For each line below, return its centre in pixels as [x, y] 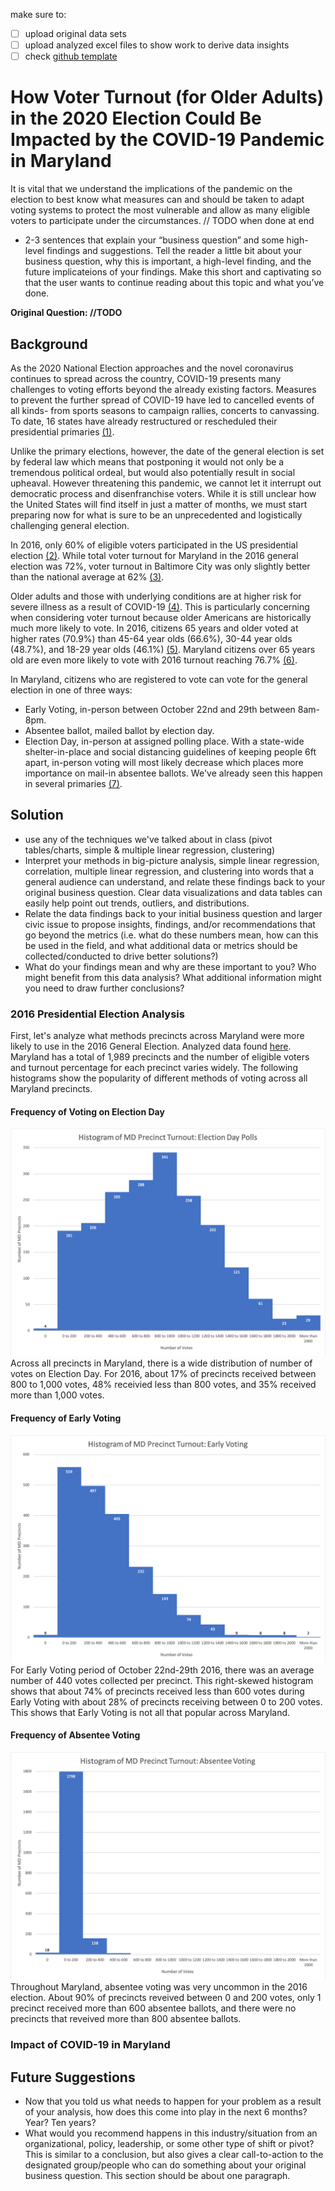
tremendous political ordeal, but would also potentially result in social [153, 472]
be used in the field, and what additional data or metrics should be [161, 945]
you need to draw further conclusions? [104, 988]
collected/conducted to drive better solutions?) [121, 956]
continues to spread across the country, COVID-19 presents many [146, 378]
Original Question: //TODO [66, 313]
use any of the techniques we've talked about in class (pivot [148, 839]
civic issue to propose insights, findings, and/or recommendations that [170, 924]
